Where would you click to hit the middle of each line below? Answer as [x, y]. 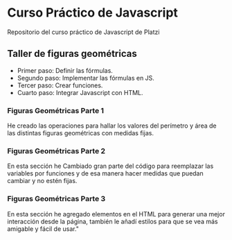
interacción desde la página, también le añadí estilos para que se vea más [113, 221]
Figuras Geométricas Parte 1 [56, 110]
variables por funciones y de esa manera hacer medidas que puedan [106, 173]
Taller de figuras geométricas [72, 54]
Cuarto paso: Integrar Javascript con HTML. [80, 92]
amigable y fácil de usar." [43, 229]
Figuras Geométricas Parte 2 [56, 151]
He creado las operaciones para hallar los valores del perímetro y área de [112, 126]
